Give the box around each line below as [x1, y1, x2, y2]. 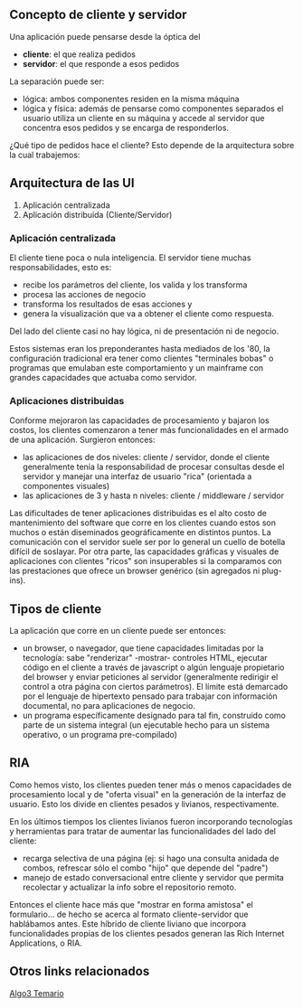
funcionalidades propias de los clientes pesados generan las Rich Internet [9, 928, 285, 938]
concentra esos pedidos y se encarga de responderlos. [22, 122, 229, 133]
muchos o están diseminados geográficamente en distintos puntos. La [9, 527, 271, 538]
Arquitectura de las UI [9, 175, 135, 191]
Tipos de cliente [9, 601, 102, 617]
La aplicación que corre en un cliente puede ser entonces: [9, 626, 227, 636]
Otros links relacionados [9, 964, 150, 979]
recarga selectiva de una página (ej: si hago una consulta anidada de [22, 853, 279, 863]
